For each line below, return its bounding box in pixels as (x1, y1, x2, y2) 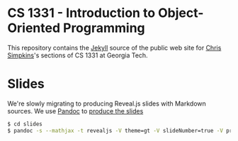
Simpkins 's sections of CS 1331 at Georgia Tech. (7, 51, 148, 60)
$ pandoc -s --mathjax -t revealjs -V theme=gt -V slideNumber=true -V (7, 127, 223, 134)
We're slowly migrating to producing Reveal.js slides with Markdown (7, 99, 207, 108)
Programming (62, 20, 145, 36)
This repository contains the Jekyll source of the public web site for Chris (7, 43, 222, 52)
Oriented (7, 20, 61, 36)
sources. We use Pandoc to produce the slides (7, 106, 144, 115)
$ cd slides (7, 120, 42, 128)
